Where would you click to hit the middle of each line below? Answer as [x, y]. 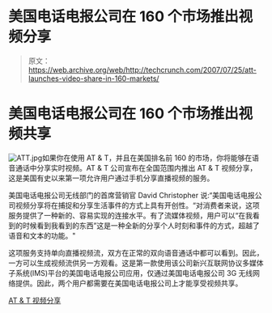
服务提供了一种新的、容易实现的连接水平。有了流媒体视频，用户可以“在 [127, 215]
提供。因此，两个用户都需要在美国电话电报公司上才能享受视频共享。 [129, 283]
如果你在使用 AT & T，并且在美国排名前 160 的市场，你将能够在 [147, 158]
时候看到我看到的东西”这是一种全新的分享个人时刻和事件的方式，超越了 [141, 225]
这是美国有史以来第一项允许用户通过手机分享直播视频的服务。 [111, 178]
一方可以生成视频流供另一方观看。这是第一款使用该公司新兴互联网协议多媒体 [136, 263]
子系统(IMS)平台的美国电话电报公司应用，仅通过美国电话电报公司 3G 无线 [131, 273]
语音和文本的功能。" [42, 235]
